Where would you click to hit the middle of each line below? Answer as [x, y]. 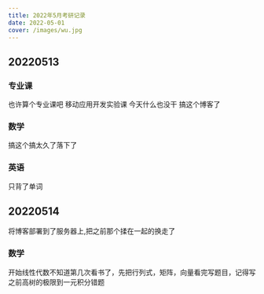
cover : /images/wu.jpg [45, 30]
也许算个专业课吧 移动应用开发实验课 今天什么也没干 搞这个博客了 [114, 105]
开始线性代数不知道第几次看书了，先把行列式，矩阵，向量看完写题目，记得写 [132, 272]
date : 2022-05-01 [37, 23]
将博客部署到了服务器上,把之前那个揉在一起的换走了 [92, 231]
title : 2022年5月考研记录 [47, 15]
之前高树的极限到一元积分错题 [56, 282]
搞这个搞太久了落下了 [42, 145]
